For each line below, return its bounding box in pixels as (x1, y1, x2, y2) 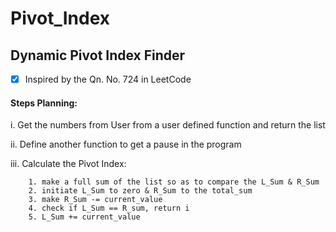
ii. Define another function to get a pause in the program (10, 138, 242, 151)
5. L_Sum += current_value (28, 212, 141, 222)
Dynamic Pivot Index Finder (10, 47, 186, 64)
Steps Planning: (10, 97, 78, 109)
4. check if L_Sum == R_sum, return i (28, 203, 190, 214)
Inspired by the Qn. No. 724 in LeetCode (24, 73, 192, 85)
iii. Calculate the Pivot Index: (10, 158, 127, 170)
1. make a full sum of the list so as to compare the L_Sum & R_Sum (28, 177, 320, 187)
